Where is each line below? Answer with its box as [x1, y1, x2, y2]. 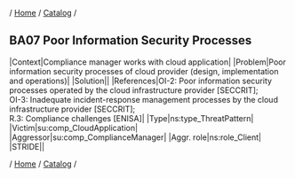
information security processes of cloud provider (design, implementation [9, 66, 279, 76]
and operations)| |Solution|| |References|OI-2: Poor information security [9, 75, 273, 86]
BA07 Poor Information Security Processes [9, 33, 252, 48]
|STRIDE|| [9, 141, 45, 151]
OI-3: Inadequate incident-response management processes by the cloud [9, 94, 278, 104]
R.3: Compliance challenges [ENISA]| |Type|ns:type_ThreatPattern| [9, 112, 254, 123]
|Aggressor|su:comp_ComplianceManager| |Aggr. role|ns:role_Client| [9, 132, 262, 143]
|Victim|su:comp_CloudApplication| [9, 122, 139, 133]
